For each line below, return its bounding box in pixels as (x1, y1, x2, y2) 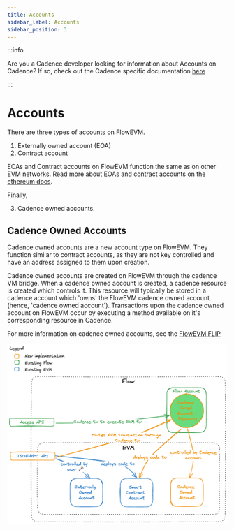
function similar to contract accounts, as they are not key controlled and (7, 251, 214, 259)
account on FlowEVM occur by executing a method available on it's (7, 309, 201, 317)
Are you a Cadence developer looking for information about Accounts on (7, 59, 217, 68)
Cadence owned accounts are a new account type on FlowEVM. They (7, 243, 208, 251)
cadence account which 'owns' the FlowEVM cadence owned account (7, 294, 210, 302)
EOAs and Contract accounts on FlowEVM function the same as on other (7, 163, 217, 171)
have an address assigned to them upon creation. (7, 258, 150, 267)
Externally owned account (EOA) (17, 142, 112, 150)
